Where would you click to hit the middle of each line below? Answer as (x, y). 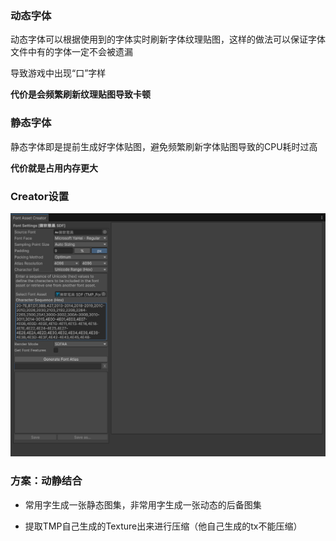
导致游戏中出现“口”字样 (58, 73)
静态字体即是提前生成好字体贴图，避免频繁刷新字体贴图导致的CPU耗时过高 (164, 146)
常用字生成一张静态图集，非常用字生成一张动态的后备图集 (143, 504)
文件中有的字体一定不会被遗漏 (71, 52)
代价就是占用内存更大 (54, 168)
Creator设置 (40, 196)
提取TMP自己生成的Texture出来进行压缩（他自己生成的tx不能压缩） (163, 526)
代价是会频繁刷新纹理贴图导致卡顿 (80, 94)
